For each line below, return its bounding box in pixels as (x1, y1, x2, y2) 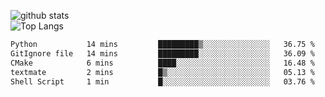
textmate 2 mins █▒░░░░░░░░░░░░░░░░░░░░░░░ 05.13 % (10, 67, 315, 77)
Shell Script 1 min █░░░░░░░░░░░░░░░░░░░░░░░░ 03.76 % (10, 76, 315, 87)
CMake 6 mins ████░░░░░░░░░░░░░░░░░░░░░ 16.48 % (10, 58, 315, 68)
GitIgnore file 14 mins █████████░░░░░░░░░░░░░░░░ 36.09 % (10, 48, 315, 59)
